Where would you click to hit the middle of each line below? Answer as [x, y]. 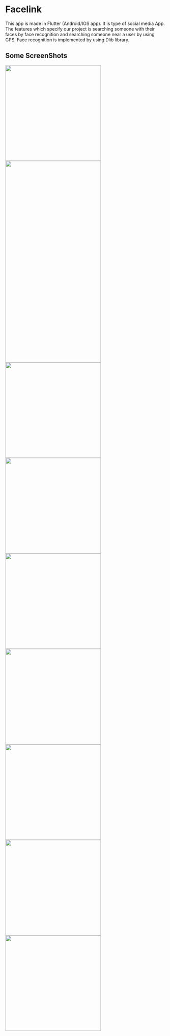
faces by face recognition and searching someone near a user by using [80, 34]
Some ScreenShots [36, 56]
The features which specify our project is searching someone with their [80, 29]
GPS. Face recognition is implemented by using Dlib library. [67, 40]
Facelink [24, 9]
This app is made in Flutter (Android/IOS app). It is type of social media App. [85, 23]
